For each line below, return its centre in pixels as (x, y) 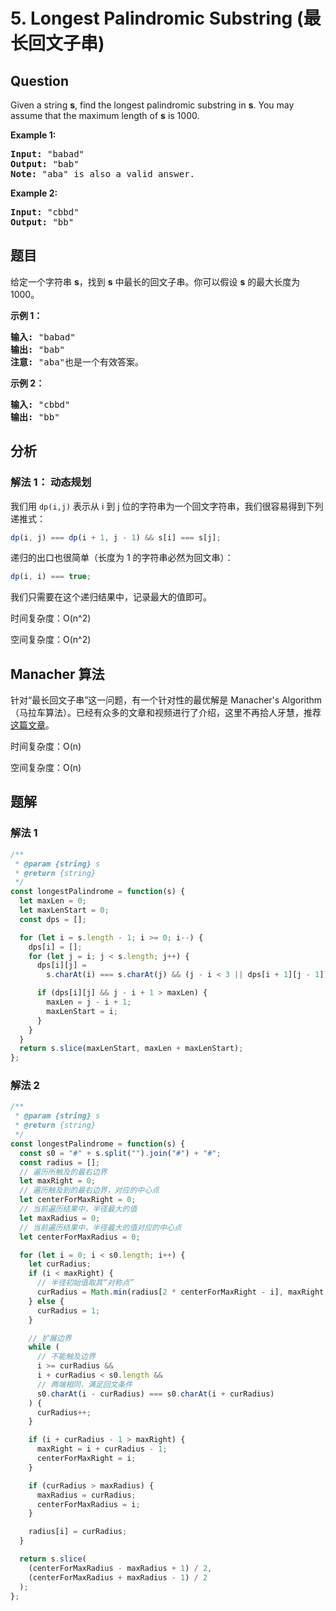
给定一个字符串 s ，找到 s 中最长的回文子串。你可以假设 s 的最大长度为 (155, 281)
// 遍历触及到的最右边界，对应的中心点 (89, 1190)
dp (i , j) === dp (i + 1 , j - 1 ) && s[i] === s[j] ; (116, 537)
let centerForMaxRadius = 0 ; (80, 1237)
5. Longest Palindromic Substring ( (157, 18)
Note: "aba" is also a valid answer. (103, 174)
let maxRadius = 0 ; (60, 1218)
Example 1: (33, 135)
